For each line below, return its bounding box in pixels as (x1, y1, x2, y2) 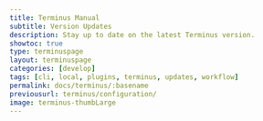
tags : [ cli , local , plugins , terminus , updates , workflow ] (9, 73, 239, 82)
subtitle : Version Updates (9, 22, 112, 31)
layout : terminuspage (9, 55, 92, 65)
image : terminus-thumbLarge (9, 97, 117, 107)
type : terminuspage (9, 47, 84, 56)
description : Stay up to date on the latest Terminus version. (9, 30, 256, 39)
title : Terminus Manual (9, 13, 100, 23)
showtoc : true (9, 38, 64, 48)
